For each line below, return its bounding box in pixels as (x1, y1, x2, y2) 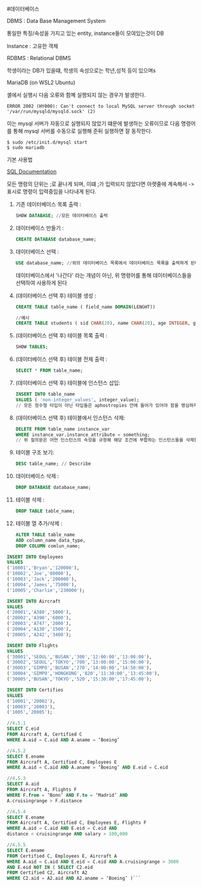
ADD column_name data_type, (15, 537, 86, 543)
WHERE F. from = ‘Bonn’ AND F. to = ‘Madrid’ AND (7, 792, 128, 798)
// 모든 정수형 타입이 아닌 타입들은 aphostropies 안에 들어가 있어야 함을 (15, 402, 179, 408)
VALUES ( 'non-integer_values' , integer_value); (15, 396, 140, 403)
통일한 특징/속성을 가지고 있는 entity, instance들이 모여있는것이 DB (7, 29, 164, 37)
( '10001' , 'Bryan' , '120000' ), (7, 565, 80, 571)
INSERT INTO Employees (7, 554, 64, 560)
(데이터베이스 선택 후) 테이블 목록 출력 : (15, 332, 107, 339)
